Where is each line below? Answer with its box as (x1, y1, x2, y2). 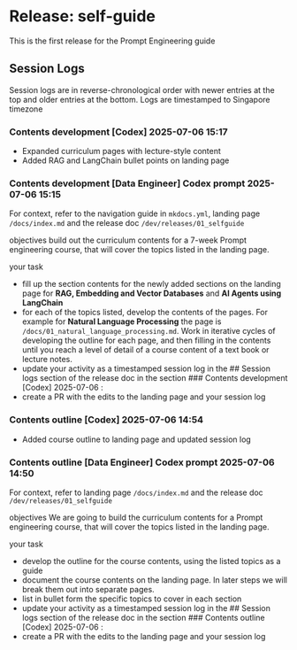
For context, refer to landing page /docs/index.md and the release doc (9, 487, 263, 498)
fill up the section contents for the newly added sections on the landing (21, 279, 281, 290)
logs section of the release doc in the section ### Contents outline (21, 612, 265, 623)
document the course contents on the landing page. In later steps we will (21, 574, 287, 585)
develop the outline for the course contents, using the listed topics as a (21, 555, 281, 566)
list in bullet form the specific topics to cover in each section (21, 593, 242, 604)
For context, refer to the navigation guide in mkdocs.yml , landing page (9, 208, 261, 219)
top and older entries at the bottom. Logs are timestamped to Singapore (9, 94, 271, 104)
